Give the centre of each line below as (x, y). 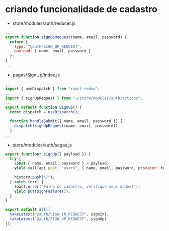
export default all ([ (28, 210)
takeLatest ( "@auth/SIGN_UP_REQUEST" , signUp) (58, 219)
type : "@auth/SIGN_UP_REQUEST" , (48, 46)
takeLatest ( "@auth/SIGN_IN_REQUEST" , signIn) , (59, 214)
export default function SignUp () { (44, 107)
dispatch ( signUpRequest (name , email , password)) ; (67, 126)
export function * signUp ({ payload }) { (48, 154)
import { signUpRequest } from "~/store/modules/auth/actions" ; (74, 98)
